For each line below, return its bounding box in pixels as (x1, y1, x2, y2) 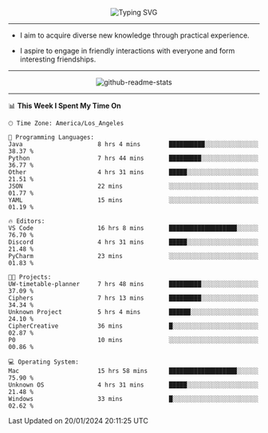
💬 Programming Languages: (8, 133, 94, 141)
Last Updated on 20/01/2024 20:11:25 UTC (8, 416, 149, 425)
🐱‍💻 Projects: (8, 273, 52, 281)
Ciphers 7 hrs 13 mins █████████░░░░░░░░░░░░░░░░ (8, 294, 259, 302)
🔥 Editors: (8, 217, 45, 225)
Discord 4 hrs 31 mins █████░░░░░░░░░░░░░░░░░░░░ (8, 238, 259, 246)
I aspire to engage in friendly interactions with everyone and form (19, 46, 235, 55)
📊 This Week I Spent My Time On (8, 101, 121, 110)
